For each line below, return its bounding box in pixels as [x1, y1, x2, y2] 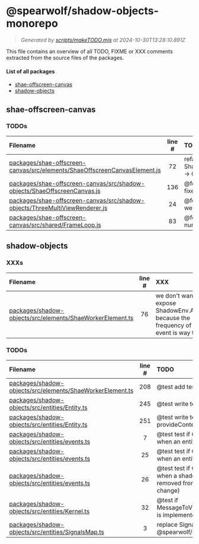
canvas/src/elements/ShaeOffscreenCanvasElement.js [9, 166, 161, 174]
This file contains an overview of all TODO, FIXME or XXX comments [6, 47, 173, 55]
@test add [156, 382, 185, 391]
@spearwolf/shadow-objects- [6, 4, 159, 18]
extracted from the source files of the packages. [6, 54, 124, 61]
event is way [155, 328, 191, 337]
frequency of [155, 321, 192, 329]
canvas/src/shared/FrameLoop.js [9, 220, 102, 229]
